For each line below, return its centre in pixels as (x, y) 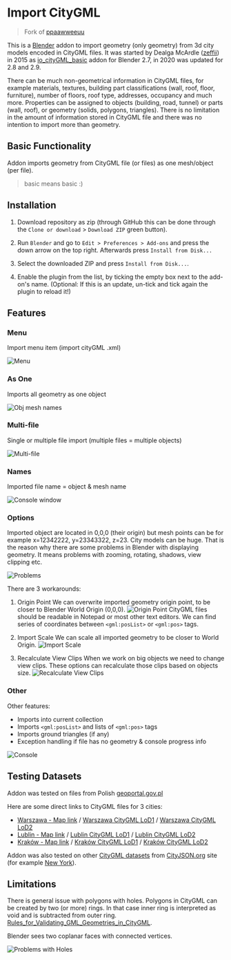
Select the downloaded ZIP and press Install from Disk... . (103, 263)
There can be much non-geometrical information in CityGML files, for (106, 80)
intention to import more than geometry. (64, 124)
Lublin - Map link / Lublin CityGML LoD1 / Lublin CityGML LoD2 (106, 834)
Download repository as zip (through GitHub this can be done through (116, 222)
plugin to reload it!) (44, 291)
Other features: (29, 706)
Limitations (32, 884)
